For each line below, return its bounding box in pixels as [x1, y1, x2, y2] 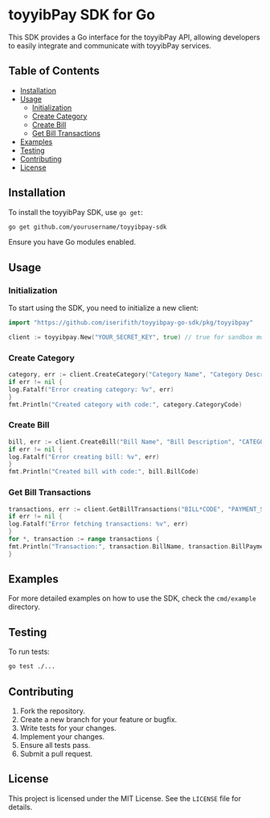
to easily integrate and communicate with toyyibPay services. [8, 40, 211, 50]
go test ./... [8, 663, 56, 671]
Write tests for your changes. [19, 723, 117, 733]
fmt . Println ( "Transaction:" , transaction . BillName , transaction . [8, 542, 231, 551]
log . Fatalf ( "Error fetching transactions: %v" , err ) [8, 520, 189, 528]
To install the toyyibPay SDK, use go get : [8, 207, 143, 217]
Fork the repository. [19, 706, 86, 716]
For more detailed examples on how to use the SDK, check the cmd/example [8, 593, 257, 603]
